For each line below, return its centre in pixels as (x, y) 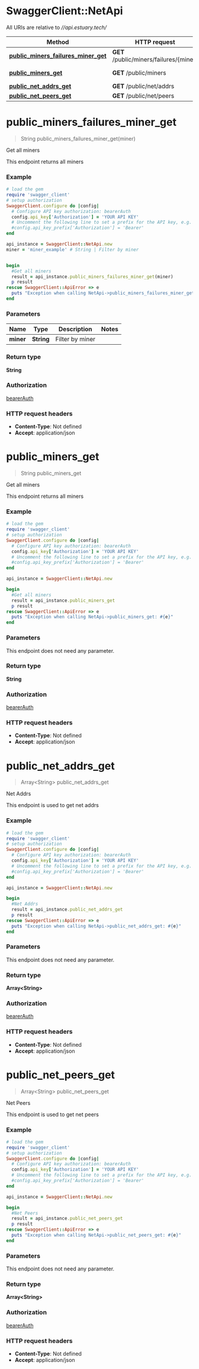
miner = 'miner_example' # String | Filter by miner (73, 250)
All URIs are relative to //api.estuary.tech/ (57, 27)
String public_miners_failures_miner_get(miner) (78, 138)
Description (75, 329)
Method (58, 42)
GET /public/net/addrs (143, 86)
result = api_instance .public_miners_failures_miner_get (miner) (92, 277)
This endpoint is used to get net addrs (52, 805)
